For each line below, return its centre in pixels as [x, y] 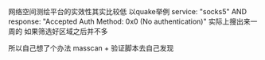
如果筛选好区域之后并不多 [66, 31]
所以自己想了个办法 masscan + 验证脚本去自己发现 [91, 48]
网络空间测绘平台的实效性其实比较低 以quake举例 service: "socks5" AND [127, 11]
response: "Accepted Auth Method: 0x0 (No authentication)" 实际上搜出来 [129, 21]
